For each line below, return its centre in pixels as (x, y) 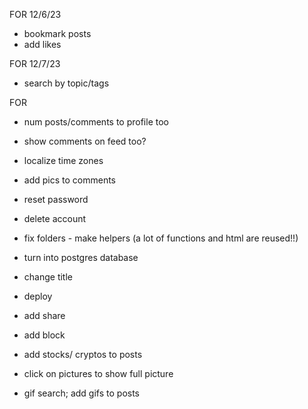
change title (48, 277)
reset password (56, 199)
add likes (42, 44)
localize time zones (63, 160)
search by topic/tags (66, 83)
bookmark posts (57, 33)
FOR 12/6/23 (35, 14)
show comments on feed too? (85, 141)
